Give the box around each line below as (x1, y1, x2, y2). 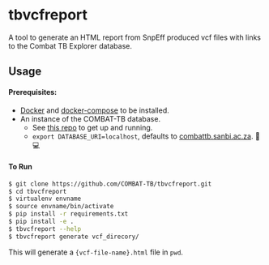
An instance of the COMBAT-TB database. (19, 113, 160, 123)
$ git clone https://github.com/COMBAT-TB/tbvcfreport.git (8, 180, 212, 188)
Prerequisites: (8, 87, 58, 96)
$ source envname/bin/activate (8, 203, 114, 211)
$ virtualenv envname (8, 194, 82, 203)
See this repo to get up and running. (32, 122, 153, 132)
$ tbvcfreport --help (8, 224, 82, 233)
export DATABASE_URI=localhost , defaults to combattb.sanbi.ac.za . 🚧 (32, 131, 261, 141)
